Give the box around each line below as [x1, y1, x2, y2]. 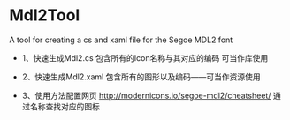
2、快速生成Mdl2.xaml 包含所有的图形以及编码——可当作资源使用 [21, 71, 261, 82]
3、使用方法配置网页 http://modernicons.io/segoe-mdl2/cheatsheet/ [21, 90, 271, 101]
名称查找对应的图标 [29, 101, 100, 111]
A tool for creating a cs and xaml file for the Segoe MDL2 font [9, 34, 233, 45]
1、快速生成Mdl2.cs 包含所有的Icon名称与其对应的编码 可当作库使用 [21, 52, 269, 63]
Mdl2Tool [9, 5, 80, 26]
